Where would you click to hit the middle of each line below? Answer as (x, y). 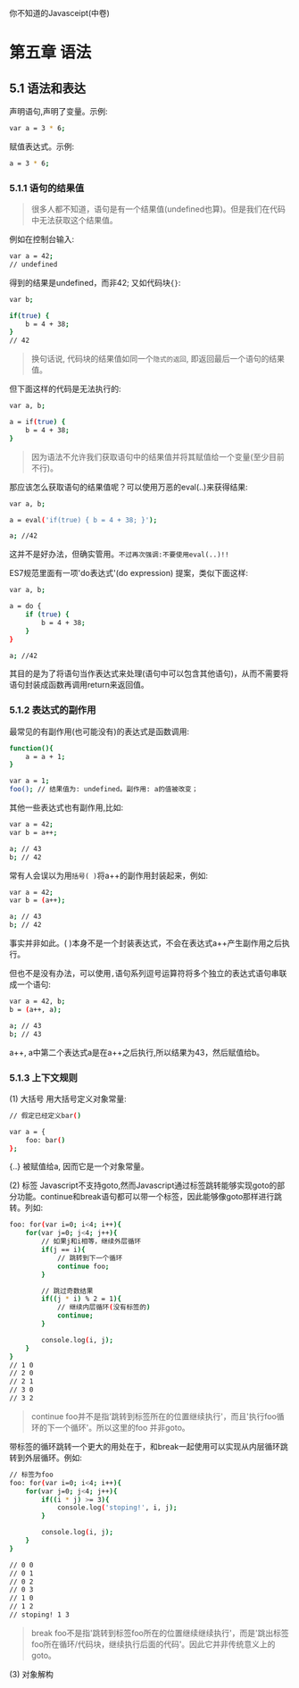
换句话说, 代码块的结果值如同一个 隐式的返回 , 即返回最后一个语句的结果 (158, 359)
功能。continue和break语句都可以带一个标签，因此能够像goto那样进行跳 (149, 1197)
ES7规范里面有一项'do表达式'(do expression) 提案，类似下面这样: (129, 573)
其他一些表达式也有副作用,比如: (66, 807)
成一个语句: (30, 984)
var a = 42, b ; (37, 1002)
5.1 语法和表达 (48, 88)
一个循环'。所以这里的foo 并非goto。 (122, 1427)
